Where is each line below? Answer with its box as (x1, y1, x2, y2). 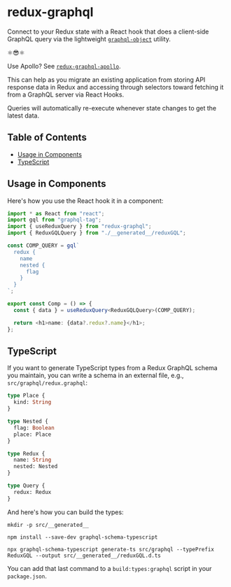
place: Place (13, 431, 52, 438)
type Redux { (7, 450, 45, 457)
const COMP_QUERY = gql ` (7, 242, 80, 249)
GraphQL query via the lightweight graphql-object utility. (7, 34, 171, 43)
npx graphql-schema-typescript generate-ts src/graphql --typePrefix (7, 546, 215, 553)
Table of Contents (7, 132, 87, 143)
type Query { (7, 482, 45, 489)
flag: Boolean (13, 424, 55, 431)
